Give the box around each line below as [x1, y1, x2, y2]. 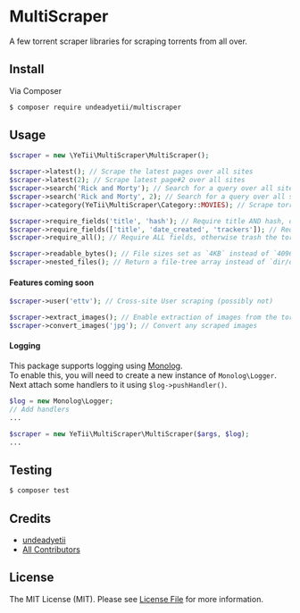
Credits [9, 511, 52, 526]
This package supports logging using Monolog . [9, 360, 183, 372]
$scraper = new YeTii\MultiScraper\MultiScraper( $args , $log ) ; [9, 429, 250, 439]
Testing [9, 462, 53, 477]
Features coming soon [9, 277, 95, 288]
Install [9, 62, 45, 77]
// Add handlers [9, 405, 70, 414]
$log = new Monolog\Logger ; [9, 397, 114, 406]
